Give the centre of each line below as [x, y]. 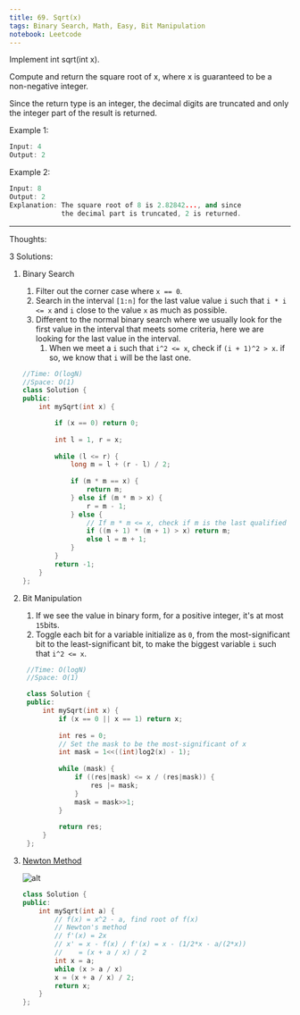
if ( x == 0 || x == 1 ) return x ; [121, 719]
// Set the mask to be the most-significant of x [153, 744]
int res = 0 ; [83, 735]
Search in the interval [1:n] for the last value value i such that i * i [161, 300]
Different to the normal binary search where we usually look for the [159, 319]
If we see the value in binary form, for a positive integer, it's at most [159, 615]
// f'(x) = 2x [81, 936]
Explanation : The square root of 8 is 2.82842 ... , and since [125, 205]
